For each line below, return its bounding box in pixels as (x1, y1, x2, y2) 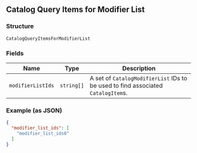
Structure (6, 22, 34, 30)
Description (122, 64, 156, 72)
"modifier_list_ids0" (16, 131, 69, 137)
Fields (6, 49, 24, 57)
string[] (59, 82, 84, 89)
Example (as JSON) (6, 106, 63, 114)
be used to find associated (90, 81, 163, 90)
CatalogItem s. (90, 89, 128, 97)
